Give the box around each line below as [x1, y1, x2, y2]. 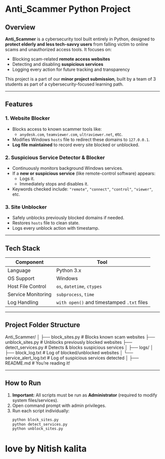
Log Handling [7, 299, 38, 306]
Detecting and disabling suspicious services [12, 61, 104, 67]
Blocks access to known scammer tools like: [12, 126, 102, 132]
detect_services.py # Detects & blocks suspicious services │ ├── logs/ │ [5, 344, 154, 350]
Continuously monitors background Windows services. [12, 165, 124, 171]
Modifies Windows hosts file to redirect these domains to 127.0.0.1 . [12, 136, 150, 142]
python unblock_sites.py [12, 427, 63, 431]
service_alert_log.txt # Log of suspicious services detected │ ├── [5, 355, 139, 361]
